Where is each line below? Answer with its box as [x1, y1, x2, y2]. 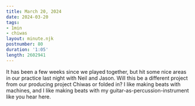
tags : [6, 19, 19, 25]
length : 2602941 [6, 52, 46, 58]
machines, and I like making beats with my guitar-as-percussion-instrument [6, 87, 189, 94]
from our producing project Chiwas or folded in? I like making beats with [6, 80, 181, 88]
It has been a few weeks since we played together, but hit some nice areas [6, 68, 187, 75]
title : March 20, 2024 [6, 8, 62, 15]
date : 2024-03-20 [6, 14, 49, 20]
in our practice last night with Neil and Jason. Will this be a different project [6, 74, 188, 81]
